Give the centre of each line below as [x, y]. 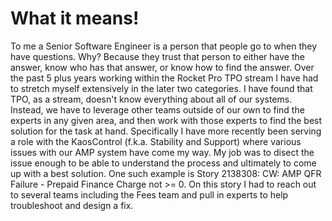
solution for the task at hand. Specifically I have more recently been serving [166, 131]
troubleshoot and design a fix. [72, 205]
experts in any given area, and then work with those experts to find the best [166, 120]
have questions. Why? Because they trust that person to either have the [157, 56]
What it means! [75, 18]
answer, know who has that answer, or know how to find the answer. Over [162, 67]
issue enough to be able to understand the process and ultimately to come [163, 163]
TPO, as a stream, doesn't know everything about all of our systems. [151, 99]
